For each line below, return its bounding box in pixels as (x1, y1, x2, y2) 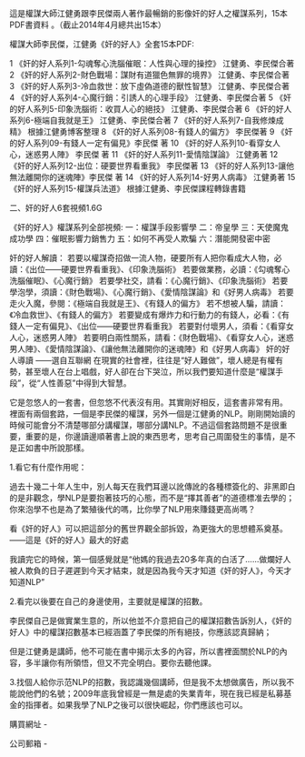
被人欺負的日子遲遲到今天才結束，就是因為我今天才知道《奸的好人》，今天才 (9, 565, 292, 576)
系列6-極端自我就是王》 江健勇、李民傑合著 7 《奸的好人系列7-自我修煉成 (9, 115, 284, 126)
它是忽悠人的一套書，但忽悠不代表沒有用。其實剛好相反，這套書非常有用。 (9, 397, 288, 408)
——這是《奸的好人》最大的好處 (9, 535, 129, 545)
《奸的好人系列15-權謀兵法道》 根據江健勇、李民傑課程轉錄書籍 (9, 183, 247, 194)
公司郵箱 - (9, 738, 48, 749)
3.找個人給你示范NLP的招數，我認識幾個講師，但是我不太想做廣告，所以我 (9, 677, 287, 687)
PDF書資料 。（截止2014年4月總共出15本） (9, 19, 166, 30)
